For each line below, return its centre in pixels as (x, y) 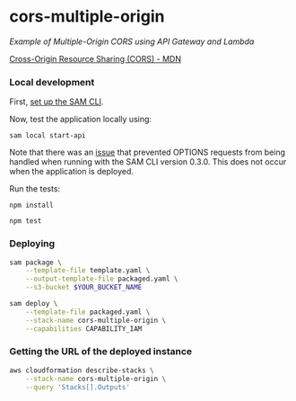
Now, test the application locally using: (81, 120)
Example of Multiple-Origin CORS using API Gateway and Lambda (132, 41)
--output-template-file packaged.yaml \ (102, 279)
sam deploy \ (34, 304)
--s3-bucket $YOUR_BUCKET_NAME (84, 288)
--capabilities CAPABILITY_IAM (84, 329)
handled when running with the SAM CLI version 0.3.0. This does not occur (148, 162)
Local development (52, 82)
